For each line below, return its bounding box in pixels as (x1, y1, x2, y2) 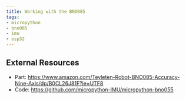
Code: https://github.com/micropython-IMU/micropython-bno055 (14, 86, 174, 93)
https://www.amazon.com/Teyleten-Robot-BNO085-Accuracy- (27, 73, 180, 80)
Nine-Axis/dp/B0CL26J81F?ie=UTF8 (14, 80, 104, 87)
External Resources (6, 58, 79, 68)
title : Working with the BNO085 (6, 8, 85, 15)
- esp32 (6, 36, 25, 42)
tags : (6, 14, 19, 20)
